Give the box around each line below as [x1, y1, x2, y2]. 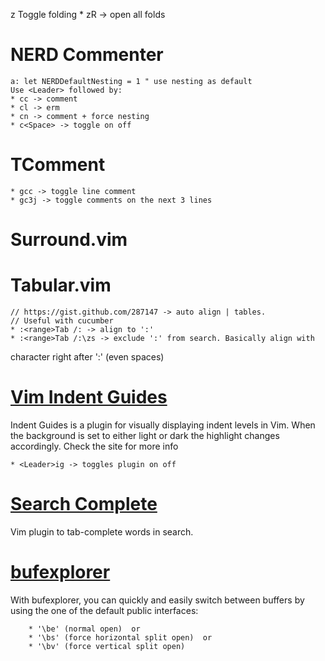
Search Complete [10, 493, 158, 516]
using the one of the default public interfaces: [10, 604, 199, 616]
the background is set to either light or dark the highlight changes [10, 429, 280, 441]
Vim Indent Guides [10, 386, 168, 409]
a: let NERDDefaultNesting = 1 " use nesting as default [10, 76, 253, 86]
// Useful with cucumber [10, 316, 114, 326]
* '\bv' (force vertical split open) [28, 641, 186, 651]
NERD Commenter [10, 44, 164, 66]
